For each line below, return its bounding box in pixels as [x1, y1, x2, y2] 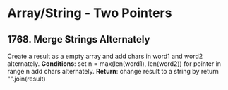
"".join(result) [7, 74, 46, 83]
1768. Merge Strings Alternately [7, 33, 150, 45]
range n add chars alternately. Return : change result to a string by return [7, 67, 219, 75]
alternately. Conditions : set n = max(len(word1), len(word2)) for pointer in [7, 60, 221, 68]
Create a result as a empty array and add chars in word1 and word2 [7, 52, 203, 60]
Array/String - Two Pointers [7, 5, 172, 21]
